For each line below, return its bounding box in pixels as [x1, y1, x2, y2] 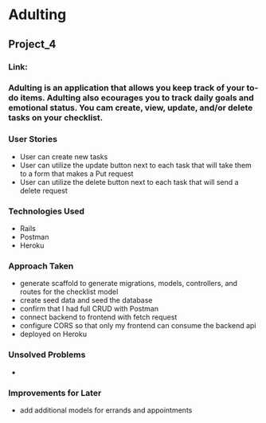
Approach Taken [8, 260, 74, 272]
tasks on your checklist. [8, 112, 104, 123]
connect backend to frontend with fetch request [19, 312, 178, 322]
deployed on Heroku [19, 329, 88, 339]
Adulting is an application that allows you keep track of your [8, 82, 245, 93]
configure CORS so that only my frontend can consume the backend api [19, 321, 256, 331]
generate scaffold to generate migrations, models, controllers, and [19, 279, 237, 288]
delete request [19, 186, 68, 195]
